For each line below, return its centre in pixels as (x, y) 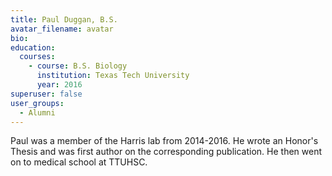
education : (33, 47)
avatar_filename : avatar (62, 29)
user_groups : (37, 103)
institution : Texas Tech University (113, 76)
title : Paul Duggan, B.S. (64, 19)
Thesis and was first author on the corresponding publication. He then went (166, 152)
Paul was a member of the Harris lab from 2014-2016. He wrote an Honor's (164, 141)
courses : (37, 57)
